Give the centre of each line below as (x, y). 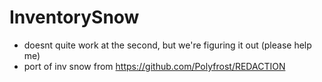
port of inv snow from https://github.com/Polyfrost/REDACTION (154, 66)
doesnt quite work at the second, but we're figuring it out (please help (167, 45)
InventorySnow (74, 17)
